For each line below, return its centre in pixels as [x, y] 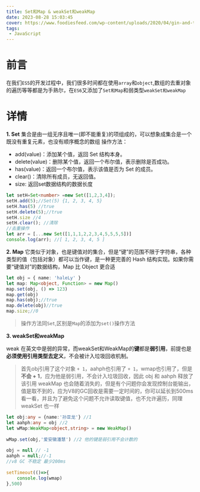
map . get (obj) [22, 295]
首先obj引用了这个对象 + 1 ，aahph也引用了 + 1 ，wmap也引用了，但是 [107, 369]
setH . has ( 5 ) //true [30, 206]
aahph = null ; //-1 [29, 456]
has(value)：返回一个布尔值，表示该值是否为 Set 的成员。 [85, 169]
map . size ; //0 [22, 311]
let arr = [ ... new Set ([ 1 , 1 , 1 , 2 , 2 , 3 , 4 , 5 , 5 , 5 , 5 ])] [69, 234]
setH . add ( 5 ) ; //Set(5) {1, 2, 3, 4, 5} [54, 201]
